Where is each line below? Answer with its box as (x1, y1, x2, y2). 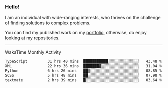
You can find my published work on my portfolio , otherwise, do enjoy (5, 30, 147, 36)
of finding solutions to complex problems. (5, 20, 91, 26)
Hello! (5, 3, 20, 10)
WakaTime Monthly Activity (5, 49, 61, 55)
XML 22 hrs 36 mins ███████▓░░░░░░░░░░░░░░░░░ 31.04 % (5, 64, 162, 69)
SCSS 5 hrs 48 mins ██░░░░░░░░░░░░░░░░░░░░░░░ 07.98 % (5, 73, 162, 78)
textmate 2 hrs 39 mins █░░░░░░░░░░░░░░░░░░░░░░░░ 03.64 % (5, 77, 162, 83)
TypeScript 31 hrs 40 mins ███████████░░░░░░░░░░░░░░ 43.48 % (5, 59, 162, 64)
